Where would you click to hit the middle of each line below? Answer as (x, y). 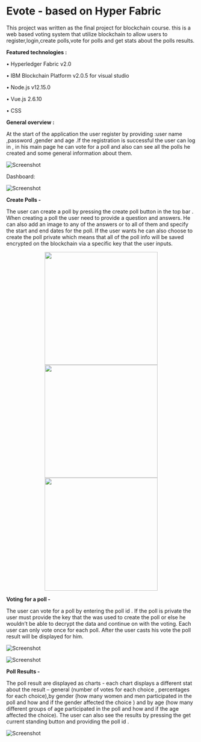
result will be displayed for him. (45, 636)
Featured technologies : (37, 52)
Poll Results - (23, 671)
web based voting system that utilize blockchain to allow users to (87, 34)
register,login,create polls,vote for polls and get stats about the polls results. (100, 40)
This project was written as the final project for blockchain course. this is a (99, 28)
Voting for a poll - (29, 599)
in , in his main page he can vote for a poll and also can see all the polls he (98, 146)
